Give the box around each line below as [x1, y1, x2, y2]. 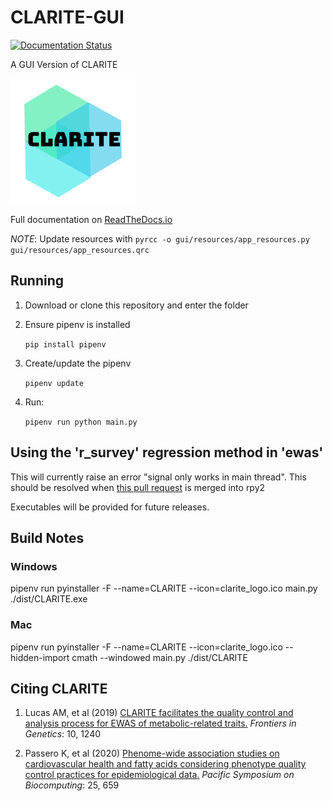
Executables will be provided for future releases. [10, 501, 210, 513]
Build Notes [10, 529, 85, 546]
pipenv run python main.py [24, 417, 138, 427]
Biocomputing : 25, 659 [24, 779, 120, 791]
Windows [10, 559, 58, 573]
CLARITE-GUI [10, 6, 125, 29]
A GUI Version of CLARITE [10, 58, 118, 70]
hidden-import [10, 651, 70, 663]
